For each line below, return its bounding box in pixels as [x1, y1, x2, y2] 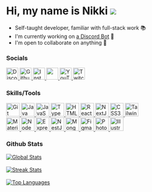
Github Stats [6, 140, 43, 148]
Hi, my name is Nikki [6, 4, 108, 18]
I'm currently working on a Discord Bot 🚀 [14, 33, 115, 40]
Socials [6, 53, 28, 62]
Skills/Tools [6, 89, 41, 97]
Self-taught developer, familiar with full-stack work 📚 [14, 24, 147, 31]
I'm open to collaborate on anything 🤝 [14, 39, 107, 46]
